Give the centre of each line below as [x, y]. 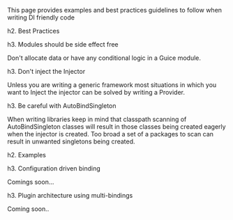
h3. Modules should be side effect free [63, 44]
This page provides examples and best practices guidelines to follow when [114, 10]
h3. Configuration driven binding [54, 168]
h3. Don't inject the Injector [46, 71]
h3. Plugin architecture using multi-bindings [70, 195]
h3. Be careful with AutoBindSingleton [62, 106]
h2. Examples [27, 155]
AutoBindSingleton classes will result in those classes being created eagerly [116, 127]
